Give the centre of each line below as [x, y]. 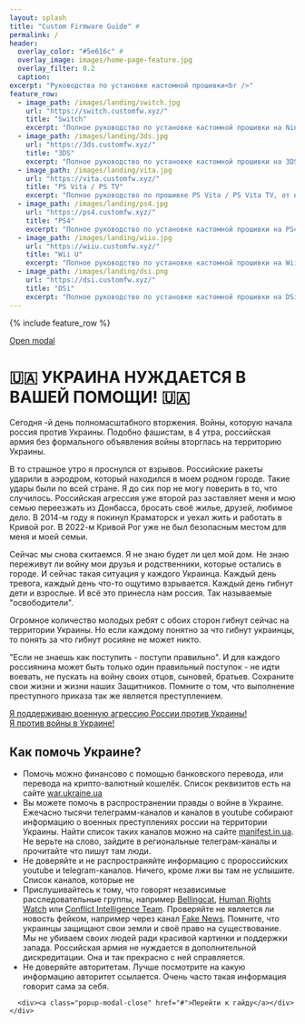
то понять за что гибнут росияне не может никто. [105, 640]
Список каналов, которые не [79, 880]
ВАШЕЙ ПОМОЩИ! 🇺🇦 [100, 397]
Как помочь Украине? [75, 752]
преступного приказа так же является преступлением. [117, 696]
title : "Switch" [57, 119]
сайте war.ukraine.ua [62, 793]
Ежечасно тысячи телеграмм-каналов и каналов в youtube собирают [157, 813]
